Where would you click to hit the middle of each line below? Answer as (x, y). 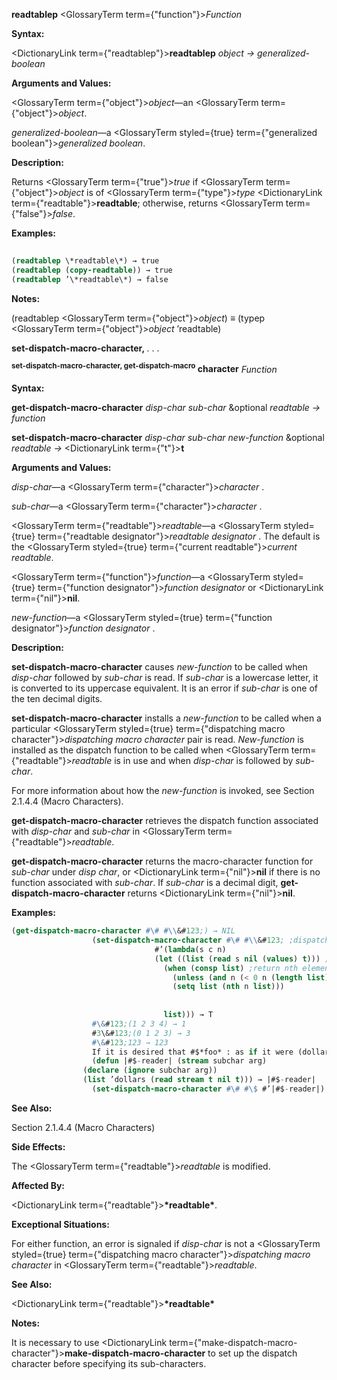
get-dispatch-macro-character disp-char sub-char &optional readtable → (166, 408)
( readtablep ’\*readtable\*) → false (90, 279)
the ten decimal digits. (57, 699)
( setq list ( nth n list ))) (228, 987)
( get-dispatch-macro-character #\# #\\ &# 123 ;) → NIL (123, 931)
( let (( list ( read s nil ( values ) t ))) (237, 959)
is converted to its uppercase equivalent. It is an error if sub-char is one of (164, 688)
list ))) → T (188, 1015)
